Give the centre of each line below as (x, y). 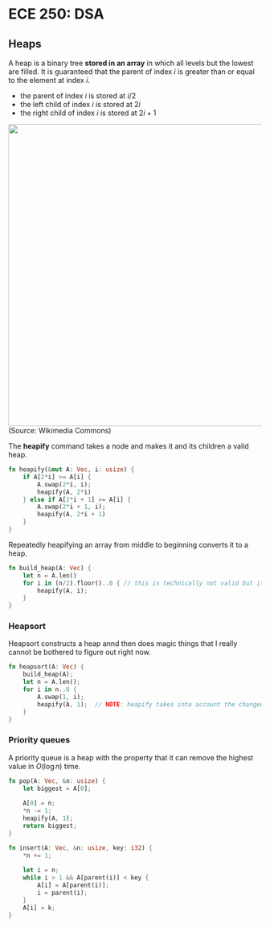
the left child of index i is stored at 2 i (80, 104)
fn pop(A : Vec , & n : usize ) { (57, 781)
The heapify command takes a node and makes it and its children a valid (129, 446)
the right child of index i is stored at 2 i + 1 (88, 113)
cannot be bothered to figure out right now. (80, 652)
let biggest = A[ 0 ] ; (57, 788)
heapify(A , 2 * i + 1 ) (72, 515)
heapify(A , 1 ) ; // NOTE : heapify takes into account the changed (151, 704)
